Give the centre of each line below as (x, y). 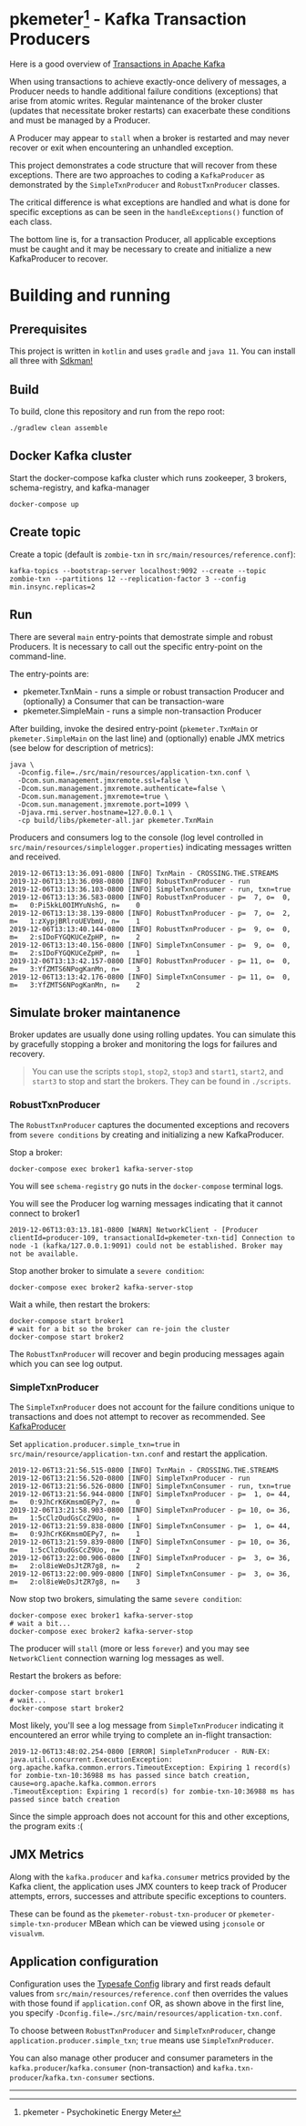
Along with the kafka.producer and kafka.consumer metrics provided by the (150, 1876)
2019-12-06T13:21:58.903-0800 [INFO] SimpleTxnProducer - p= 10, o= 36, (150, 1510)
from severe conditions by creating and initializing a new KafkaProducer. (147, 1135)
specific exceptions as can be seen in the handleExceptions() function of (147, 212)
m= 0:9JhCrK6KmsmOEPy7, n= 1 (75, 1534)
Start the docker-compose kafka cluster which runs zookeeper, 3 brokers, (148, 478)
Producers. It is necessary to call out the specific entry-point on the (136, 646)
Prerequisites (48, 329)
